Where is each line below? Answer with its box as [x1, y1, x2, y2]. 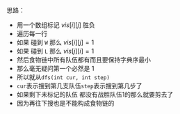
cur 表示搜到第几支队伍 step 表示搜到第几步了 [16, 82, 142, 90]
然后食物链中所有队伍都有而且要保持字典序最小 [16, 56, 151, 64]
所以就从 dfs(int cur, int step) [16, 73, 111, 81]
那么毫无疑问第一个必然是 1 [16, 65, 95, 72]
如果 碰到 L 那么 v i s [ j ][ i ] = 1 [16, 47, 95, 55]
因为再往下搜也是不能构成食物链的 [16, 99, 115, 107]
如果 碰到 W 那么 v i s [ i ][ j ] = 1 [16, 38, 95, 47]
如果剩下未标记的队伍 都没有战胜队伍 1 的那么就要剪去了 [16, 90, 174, 99]
